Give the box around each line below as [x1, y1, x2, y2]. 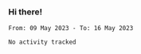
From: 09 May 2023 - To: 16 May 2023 [8, 25, 134, 33]
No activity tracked [8, 38, 77, 46]
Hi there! [8, 6, 43, 17]
